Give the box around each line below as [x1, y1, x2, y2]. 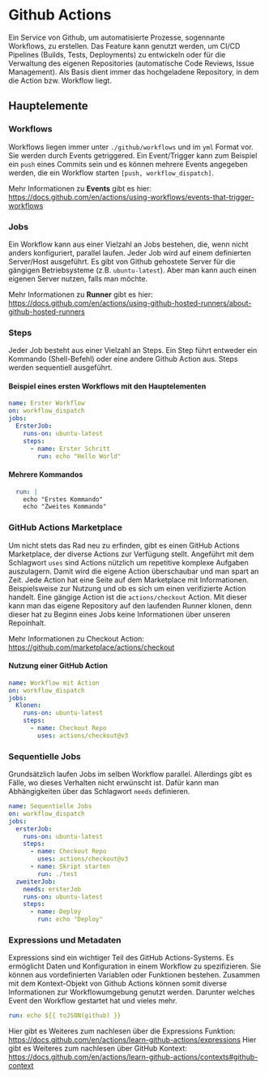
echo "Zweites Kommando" [23, 503, 107, 511]
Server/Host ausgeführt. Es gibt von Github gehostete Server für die [8, 256, 236, 266]
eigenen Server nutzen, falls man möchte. [8, 273, 148, 283]
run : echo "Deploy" [37, 915, 104, 924]
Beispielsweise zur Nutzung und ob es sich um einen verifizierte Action [8, 583, 246, 593]
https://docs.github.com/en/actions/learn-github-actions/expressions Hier [8, 1035, 257, 1045]
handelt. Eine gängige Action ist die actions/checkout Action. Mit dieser [8, 592, 247, 602]
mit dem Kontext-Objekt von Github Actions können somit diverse [8, 979, 228, 989]
